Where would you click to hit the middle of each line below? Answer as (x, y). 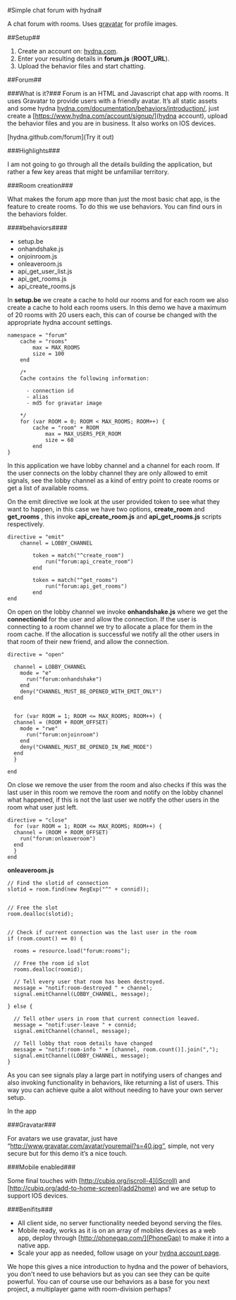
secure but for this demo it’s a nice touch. (68, 1153)
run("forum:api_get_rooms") (86, 586)
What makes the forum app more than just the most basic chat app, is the (114, 199)
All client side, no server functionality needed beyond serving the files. (120, 1223)
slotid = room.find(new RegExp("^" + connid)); (79, 889)
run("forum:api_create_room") (89, 562)
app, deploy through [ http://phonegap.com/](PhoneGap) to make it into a (123, 1238)
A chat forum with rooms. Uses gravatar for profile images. (93, 24)
